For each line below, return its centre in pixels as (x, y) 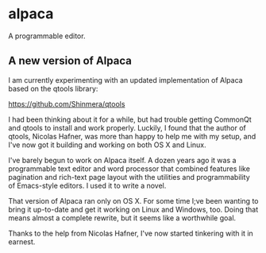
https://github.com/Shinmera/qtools (67, 103)
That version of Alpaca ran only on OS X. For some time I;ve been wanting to (133, 200)
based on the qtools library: (53, 88)
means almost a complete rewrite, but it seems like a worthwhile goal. (122, 218)
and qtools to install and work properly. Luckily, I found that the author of (127, 127)
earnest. (22, 241)
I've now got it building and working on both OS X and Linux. (107, 145)
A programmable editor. (47, 36)
